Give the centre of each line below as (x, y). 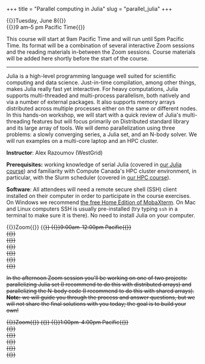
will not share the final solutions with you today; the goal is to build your (96, 304)
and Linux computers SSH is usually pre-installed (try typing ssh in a (92, 209)
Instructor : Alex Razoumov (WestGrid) (55, 153)
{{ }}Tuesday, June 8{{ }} (36, 20)
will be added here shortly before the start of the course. (77, 58)
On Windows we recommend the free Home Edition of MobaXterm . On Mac (101, 202)
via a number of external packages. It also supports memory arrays (91, 102)
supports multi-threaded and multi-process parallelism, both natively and (98, 95)
